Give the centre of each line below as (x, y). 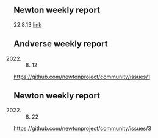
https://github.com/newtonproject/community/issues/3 (83, 129)
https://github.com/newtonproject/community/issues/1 (82, 77)
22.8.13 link (28, 24)
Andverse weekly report (61, 44)
